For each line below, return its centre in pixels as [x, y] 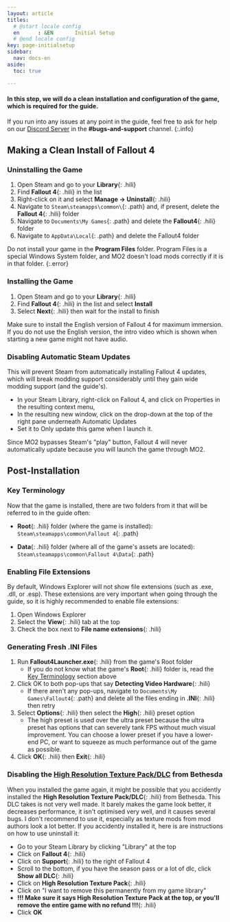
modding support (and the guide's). [57, 386]
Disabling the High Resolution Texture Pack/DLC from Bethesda [115, 774]
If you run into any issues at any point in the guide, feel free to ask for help [112, 122]
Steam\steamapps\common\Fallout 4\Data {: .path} [85, 554]
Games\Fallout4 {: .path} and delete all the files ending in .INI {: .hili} [121, 698]
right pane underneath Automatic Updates [77, 421]
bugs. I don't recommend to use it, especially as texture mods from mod [109, 818]
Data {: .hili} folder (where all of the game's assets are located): [106, 546]
